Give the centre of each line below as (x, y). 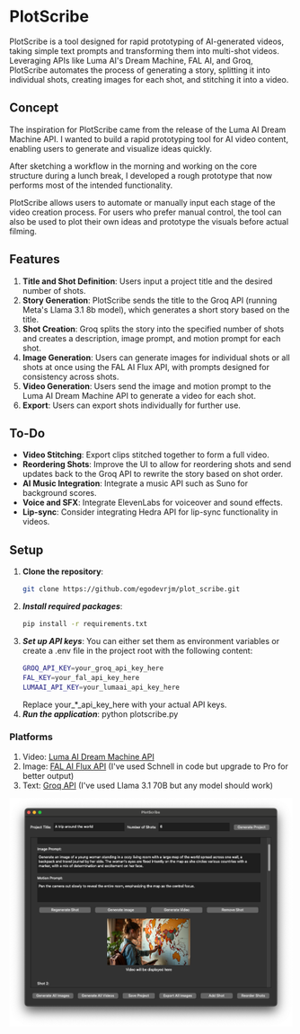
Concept (34, 108)
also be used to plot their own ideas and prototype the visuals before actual (149, 221)
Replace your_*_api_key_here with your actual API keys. (124, 704)
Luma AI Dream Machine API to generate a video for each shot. (139, 395)
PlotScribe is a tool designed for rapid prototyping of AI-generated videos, (147, 41)
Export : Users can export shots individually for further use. (131, 405)
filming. (23, 231)
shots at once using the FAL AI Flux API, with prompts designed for (146, 367)
